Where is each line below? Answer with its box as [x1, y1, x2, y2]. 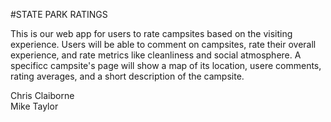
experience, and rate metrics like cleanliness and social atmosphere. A [10, 49, 302, 61]
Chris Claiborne [10, 90, 75, 101]
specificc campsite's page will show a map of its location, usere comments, [10, 60, 322, 71]
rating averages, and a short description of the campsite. [10, 70, 245, 82]
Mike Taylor [10, 100, 59, 112]
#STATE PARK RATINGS [10, 9, 108, 20]
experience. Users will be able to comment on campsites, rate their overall [10, 39, 317, 50]
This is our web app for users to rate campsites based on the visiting [10, 28, 293, 39]
